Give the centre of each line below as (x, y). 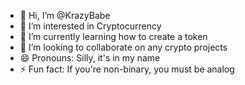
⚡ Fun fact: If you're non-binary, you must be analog (127, 69)
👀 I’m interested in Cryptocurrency (90, 26)
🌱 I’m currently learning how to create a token (113, 36)
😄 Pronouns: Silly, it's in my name (90, 58)
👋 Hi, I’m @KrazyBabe (65, 15)
